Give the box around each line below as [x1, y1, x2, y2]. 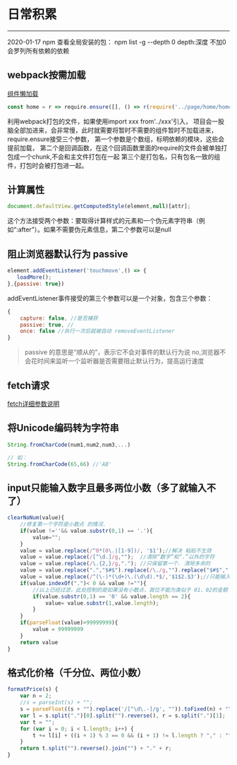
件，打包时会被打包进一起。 [7, 161, 88, 169]
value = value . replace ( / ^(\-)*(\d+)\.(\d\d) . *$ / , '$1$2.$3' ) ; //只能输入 [20, 573, 231, 581]
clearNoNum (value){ [7, 514, 65, 522]
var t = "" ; [20, 718, 55, 725]
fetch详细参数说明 [7, 399, 60, 408]
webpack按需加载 [7, 69, 86, 81]
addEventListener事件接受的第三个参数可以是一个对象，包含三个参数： [7, 294, 213, 302]
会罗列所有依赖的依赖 [7, 47, 69, 55]
